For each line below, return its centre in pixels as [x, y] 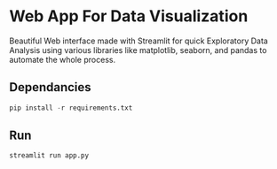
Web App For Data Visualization [129, 16]
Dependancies [50, 87]
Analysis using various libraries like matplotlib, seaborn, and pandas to [138, 50]
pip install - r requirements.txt [71, 108]
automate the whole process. [63, 59]
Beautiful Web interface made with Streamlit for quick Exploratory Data [138, 41]
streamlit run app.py [49, 156]
